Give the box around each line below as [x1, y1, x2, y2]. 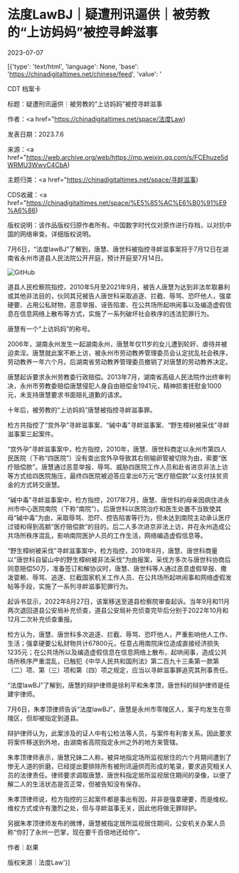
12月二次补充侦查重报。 [7, 614, 77, 624]
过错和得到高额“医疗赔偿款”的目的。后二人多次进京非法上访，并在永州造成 [7, 522, 225, 531]
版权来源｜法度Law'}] [7, 858, 70, 867]
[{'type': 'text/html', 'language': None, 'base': [7, 62, 139, 71]
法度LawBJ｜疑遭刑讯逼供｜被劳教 [7, 6, 210, 23]
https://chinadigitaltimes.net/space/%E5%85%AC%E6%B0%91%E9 [26, 198, 227, 207]
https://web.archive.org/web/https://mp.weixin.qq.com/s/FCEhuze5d [26, 153, 229, 161]
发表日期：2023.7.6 [7, 130, 64, 138]
